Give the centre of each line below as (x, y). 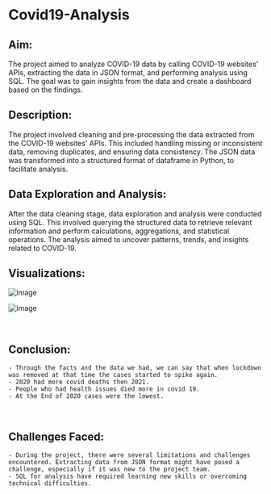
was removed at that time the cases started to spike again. (113, 375)
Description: (40, 115)
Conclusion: (40, 349)
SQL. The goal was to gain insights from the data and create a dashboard (130, 81)
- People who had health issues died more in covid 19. (104, 389)
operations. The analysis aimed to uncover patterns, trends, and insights (129, 239)
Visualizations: (47, 273)
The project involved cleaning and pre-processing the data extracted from (131, 134)
